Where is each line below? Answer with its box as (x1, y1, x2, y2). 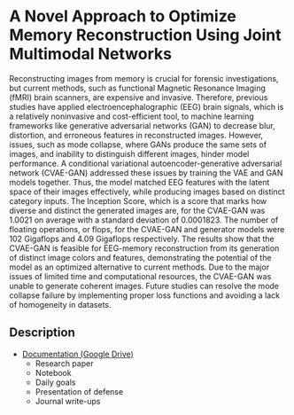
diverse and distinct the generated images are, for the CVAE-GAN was (9, 205, 266, 215)
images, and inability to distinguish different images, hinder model (9, 148, 250, 159)
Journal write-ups (35, 395, 101, 406)
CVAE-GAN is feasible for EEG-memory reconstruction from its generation (9, 242, 280, 254)
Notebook (35, 367, 73, 378)
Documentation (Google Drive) (21, 348, 135, 359)
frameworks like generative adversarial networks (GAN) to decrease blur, (9, 120, 276, 130)
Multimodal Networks (9, 44, 173, 64)
